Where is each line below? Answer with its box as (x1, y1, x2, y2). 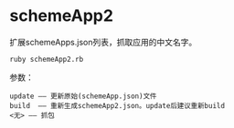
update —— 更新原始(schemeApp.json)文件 (9, 92, 157, 101)
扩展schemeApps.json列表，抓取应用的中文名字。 (9, 36, 197, 47)
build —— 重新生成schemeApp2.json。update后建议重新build (9, 101, 226, 110)
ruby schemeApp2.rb (9, 54, 84, 64)
